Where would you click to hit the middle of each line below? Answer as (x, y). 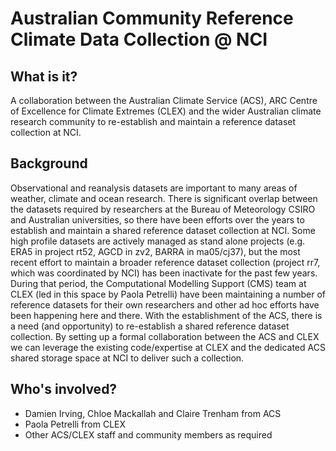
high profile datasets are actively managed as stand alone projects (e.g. (158, 241)
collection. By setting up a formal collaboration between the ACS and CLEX (165, 336)
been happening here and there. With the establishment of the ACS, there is (166, 315)
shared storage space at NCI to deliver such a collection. (127, 358)
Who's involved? (64, 389)
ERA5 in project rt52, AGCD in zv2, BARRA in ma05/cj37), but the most (155, 251)
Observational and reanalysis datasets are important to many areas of (154, 188)
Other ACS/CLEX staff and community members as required (148, 434)
